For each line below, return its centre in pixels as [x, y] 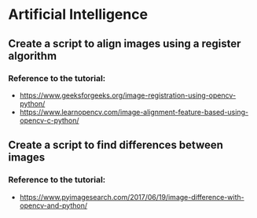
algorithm [33, 55]
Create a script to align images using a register [125, 44]
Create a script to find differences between [116, 145]
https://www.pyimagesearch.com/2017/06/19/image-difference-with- [132, 197]
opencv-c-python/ [50, 120]
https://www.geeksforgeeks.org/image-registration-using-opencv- [128, 95]
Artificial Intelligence [78, 15]
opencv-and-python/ [53, 205]
